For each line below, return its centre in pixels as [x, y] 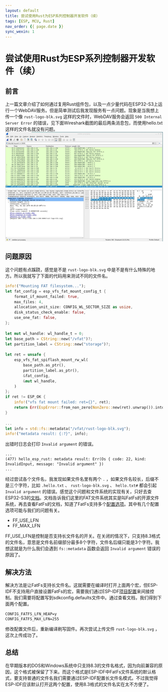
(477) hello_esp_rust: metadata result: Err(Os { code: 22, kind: [76, 459]
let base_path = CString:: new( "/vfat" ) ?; [49, 339]
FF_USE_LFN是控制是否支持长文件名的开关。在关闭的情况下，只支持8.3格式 [83, 536]
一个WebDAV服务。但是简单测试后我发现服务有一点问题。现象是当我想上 [84, 111]
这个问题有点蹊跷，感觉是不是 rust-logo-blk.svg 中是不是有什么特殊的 [78, 269]
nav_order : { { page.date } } [34, 27]
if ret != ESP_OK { [25, 397]
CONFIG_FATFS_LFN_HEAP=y [31, 614]
